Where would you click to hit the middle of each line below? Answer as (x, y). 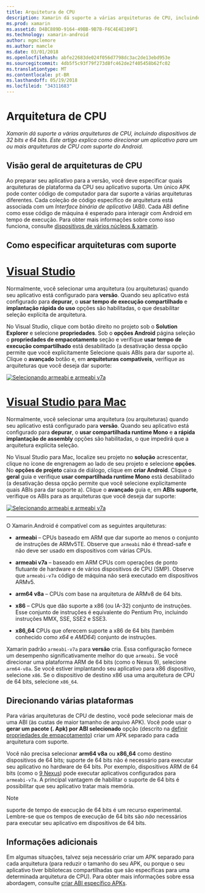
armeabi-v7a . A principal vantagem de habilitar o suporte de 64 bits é (93, 780)
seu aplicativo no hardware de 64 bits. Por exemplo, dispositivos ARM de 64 (102, 766)
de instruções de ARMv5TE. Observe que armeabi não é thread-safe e (103, 544)
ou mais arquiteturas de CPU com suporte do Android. (75, 146)
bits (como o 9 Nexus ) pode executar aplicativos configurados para (91, 773)
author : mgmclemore (31, 40)
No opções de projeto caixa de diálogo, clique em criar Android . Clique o (99, 470)
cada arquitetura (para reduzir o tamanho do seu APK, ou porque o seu (95, 863)
